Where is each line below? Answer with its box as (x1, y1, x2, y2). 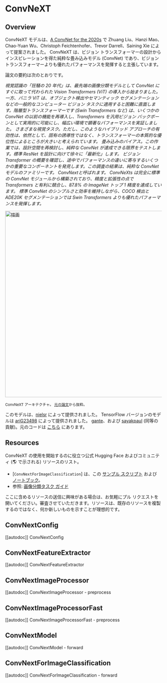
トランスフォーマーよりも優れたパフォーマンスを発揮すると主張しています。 (5, 62, 162, 67)
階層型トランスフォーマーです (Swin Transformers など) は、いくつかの (13, 107, 159, 113)
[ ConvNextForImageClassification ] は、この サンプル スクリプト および (12, 471, 158, 477)
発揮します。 (18, 201, 44, 206)
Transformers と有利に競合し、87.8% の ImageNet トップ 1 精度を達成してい (5, 182, 162, 188)
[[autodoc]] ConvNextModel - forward (5, 644, 83, 650)
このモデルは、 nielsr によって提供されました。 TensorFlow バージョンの (5, 412, 153, 418)
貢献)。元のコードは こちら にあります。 (5, 424, 87, 430)
